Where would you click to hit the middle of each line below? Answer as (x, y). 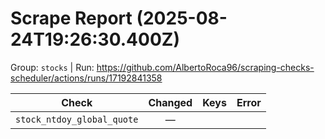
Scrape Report (71, 18)
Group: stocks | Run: (52, 67)
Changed (170, 102)
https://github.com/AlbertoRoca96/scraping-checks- (205, 67)
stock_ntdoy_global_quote (77, 119)
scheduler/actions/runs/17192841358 (86, 78)
